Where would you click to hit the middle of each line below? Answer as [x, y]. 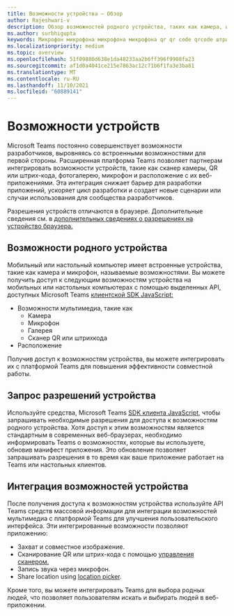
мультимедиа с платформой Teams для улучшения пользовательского [112, 518]
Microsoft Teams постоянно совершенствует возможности [95, 146]
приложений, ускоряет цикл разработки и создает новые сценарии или [114, 190]
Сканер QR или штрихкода [68, 338]
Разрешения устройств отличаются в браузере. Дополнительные [105, 211]
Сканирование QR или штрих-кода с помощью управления [106, 554]
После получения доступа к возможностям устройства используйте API [116, 503]
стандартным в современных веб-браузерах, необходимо [95, 435]
